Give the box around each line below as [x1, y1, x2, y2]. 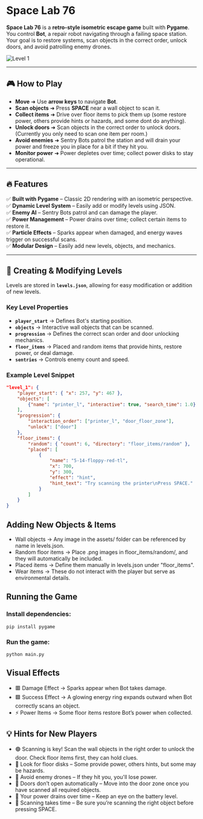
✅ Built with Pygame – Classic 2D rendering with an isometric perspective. [6, 195, 193, 202]
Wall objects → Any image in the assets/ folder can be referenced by [14, 535, 186, 543]
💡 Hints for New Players [6, 729, 97, 739]
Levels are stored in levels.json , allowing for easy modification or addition [6, 282, 193, 289]
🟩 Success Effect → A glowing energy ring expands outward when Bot [14, 693, 192, 700]
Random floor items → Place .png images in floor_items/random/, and [14, 549, 188, 556]
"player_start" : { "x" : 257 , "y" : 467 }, [17, 390, 123, 396]
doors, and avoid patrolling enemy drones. [6, 43, 112, 50]
